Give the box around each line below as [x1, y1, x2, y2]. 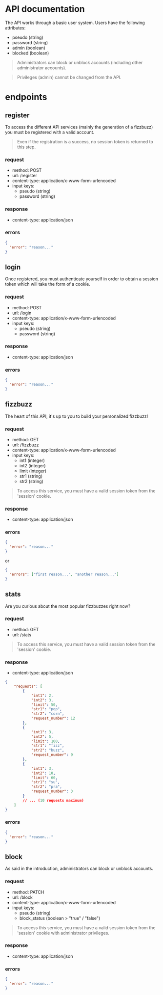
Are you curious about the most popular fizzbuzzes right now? [5, 603, 131, 609]
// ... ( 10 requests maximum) [22, 798, 84, 803]
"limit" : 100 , [31, 739, 60, 744]
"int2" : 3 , [31, 698, 54, 702]
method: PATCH [12, 889, 44, 895]
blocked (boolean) [12, 50, 49, 56]
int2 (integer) [19, 462, 46, 468]
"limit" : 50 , [31, 702, 58, 707]
